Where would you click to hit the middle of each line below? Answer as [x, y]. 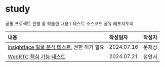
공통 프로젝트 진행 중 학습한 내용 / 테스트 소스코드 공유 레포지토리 [70, 23]
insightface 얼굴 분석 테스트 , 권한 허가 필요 [56, 47]
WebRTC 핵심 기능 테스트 [37, 56]
